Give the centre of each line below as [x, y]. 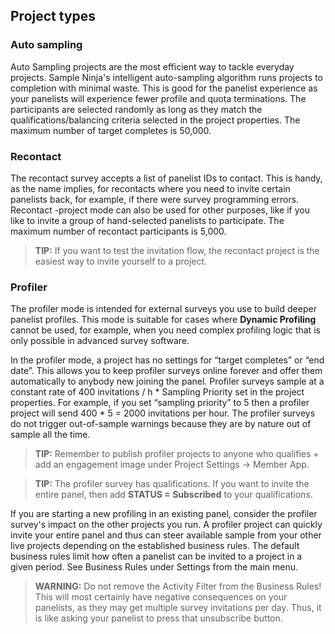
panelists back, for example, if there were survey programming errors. [155, 199]
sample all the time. [50, 435]
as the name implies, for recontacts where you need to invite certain [150, 188]
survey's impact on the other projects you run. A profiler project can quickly [166, 525]
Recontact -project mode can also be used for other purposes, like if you [160, 210]
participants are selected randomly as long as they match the [136, 109]
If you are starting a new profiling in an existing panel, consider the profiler [164, 514]
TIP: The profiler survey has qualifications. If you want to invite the [172, 484]
